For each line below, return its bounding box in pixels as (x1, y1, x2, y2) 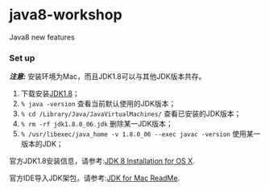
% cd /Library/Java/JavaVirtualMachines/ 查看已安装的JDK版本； (20, 109, 242, 118)
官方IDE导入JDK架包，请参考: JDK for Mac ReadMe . (9, 173, 180, 183)
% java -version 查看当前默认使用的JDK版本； (20, 99, 176, 109)
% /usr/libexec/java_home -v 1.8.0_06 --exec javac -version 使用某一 (20, 129, 261, 138)
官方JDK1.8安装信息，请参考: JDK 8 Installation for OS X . (9, 156, 196, 166)
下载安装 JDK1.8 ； (20, 89, 80, 98)
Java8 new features (9, 32, 75, 42)
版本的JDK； (20, 139, 64, 149)
